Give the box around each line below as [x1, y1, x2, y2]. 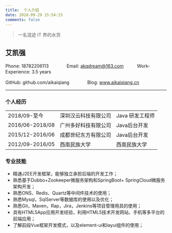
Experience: [5, 69, 31, 75]
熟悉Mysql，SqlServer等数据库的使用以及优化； [12, 196, 114, 202]
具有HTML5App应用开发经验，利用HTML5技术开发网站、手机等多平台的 [12, 209, 165, 215]
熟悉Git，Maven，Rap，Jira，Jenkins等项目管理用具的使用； [12, 203, 142, 209]
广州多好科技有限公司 [59, 122, 112, 129]
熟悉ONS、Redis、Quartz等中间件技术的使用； [12, 190, 112, 196]
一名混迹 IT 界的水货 [17, 32, 61, 38]
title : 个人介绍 [5, 7, 39, 13]
